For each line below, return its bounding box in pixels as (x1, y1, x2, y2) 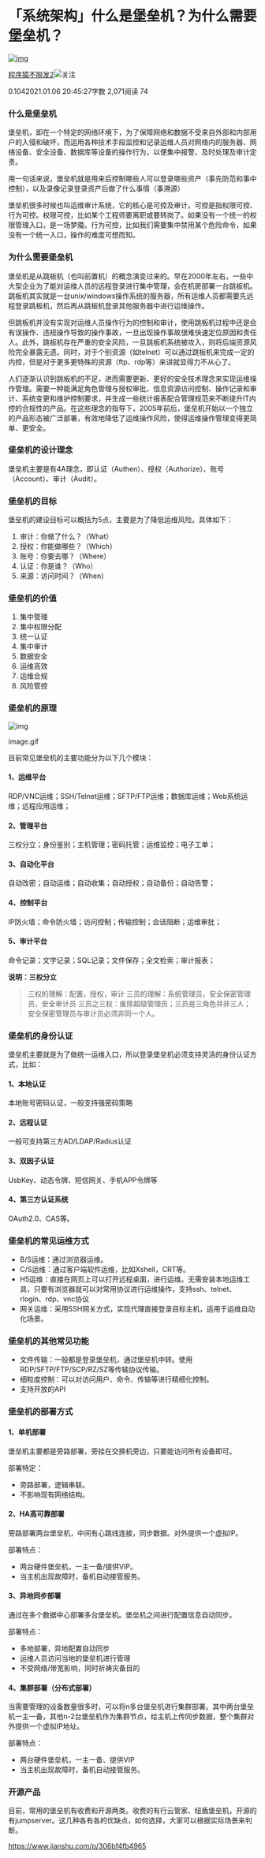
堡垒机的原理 (8, 703, 58, 714)
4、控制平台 (8, 897, 48, 907)
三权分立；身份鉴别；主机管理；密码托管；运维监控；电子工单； (8, 840, 215, 849)
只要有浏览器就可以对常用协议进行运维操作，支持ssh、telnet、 (33, 1285, 237, 1294)
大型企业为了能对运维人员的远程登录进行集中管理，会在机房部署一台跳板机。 (8, 281, 257, 290)
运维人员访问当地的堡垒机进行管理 (19, 1653, 131, 1662)
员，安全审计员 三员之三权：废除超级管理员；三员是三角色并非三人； (27, 998, 251, 1008)
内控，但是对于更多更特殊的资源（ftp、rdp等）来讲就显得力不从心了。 (8, 356, 236, 367)
